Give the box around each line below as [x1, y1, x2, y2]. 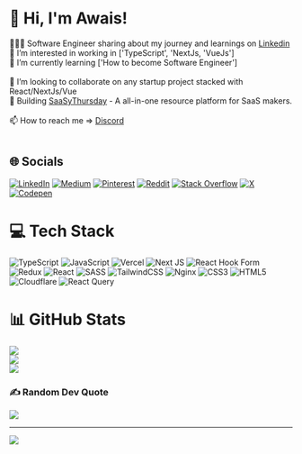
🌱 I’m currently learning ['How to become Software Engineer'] [9, 57, 238, 68]
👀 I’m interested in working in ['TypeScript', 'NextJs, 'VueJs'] [9, 47, 235, 58]
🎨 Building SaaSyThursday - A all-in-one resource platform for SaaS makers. [9, 95, 293, 106]
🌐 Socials [9, 154, 65, 169]
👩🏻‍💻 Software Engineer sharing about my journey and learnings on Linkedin [9, 38, 290, 49]
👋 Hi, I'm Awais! [9, 8, 128, 29]
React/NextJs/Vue [9, 86, 78, 96]
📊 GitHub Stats [9, 309, 127, 330]
